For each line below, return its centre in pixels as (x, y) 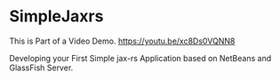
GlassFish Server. (41, 68)
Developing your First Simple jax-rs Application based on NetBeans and (140, 58)
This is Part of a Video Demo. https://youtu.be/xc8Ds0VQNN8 (122, 41)
